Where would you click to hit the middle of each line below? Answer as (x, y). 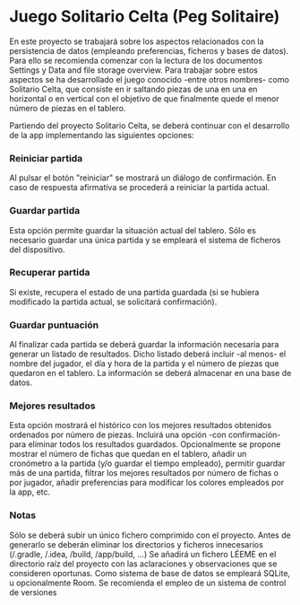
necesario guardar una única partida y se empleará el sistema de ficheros (145, 240)
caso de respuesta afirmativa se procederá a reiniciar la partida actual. (140, 188)
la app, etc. (30, 492)
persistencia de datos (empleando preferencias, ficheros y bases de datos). (149, 50)
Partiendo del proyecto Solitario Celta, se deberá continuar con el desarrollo (150, 125)
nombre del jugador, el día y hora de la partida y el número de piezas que (144, 364)
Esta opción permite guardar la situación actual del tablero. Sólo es (133, 230)
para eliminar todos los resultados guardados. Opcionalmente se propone (145, 444)
